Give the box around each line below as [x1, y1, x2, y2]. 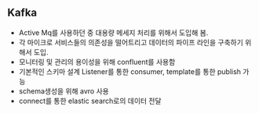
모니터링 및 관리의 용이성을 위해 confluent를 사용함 [18, 57, 176, 66]
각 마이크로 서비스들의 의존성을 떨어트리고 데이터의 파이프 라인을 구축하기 [18, 37, 244, 47]
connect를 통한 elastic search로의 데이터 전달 [18, 96, 162, 105]
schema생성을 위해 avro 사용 [18, 86, 109, 96]
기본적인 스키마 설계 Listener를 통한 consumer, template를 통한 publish [18, 66, 241, 76]
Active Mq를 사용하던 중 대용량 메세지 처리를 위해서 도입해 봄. [18, 27, 209, 37]
